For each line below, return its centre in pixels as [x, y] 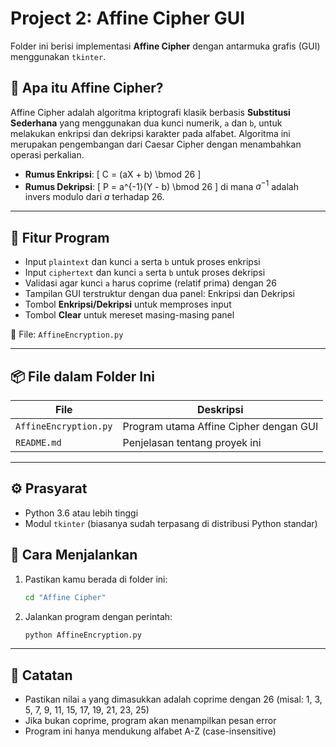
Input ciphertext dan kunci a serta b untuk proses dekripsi [145, 273]
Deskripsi [220, 410]
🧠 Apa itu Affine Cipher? [87, 88]
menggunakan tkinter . [58, 56]
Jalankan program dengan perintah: [98, 616]
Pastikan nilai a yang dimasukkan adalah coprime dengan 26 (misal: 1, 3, [173, 699]
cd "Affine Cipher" [65, 597]
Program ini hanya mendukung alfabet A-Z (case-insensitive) [150, 731]
